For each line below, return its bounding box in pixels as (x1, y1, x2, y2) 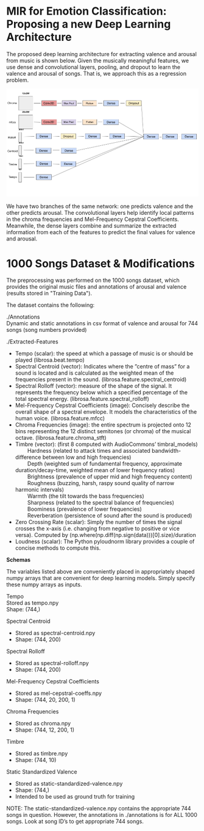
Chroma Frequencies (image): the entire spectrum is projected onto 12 (15, 421, 192, 428)
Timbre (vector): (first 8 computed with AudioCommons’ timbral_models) (15, 441, 198, 448)
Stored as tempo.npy (6, 599, 59, 606)
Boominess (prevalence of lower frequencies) (27, 505, 142, 513)
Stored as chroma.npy (15, 720, 71, 727)
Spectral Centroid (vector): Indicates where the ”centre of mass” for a (15, 363, 190, 370)
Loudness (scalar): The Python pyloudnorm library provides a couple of (15, 538, 195, 545)
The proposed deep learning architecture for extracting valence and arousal (6, 50, 197, 57)
